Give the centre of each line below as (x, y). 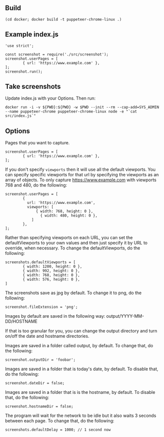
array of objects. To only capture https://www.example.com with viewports (81, 180)
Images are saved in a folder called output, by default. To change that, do (79, 346)
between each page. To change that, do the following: (60, 421)
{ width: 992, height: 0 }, (51, 271)
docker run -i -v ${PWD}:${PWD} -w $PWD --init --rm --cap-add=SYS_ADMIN (82, 108)
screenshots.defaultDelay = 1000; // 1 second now (58, 430)
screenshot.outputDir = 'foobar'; (41, 360)
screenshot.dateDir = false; (35, 383)
